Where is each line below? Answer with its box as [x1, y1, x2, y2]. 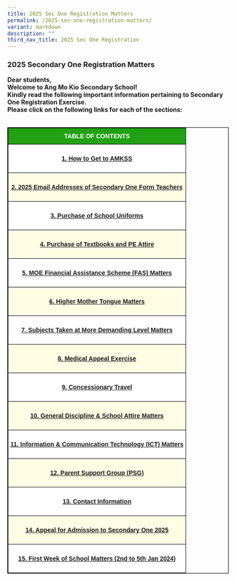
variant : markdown [7, 23, 61, 30]
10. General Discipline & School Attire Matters [30, 412, 164, 420]
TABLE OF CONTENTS [64, 132, 130, 141]
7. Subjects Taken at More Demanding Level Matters [20, 326, 173, 334]
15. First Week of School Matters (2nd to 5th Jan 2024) [18, 555, 176, 563]
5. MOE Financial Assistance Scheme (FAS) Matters [22, 269, 172, 277]
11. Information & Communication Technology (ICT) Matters [10, 440, 184, 449]
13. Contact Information [62, 497, 132, 506]
